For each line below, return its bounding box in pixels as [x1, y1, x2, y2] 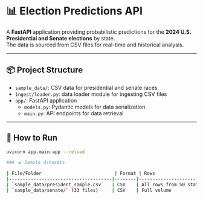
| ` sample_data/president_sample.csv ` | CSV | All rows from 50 [6, 182, 185, 188]
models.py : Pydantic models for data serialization [24, 103, 146, 110]
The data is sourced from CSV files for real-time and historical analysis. [6, 41, 184, 48]
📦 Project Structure [6, 65, 83, 75]
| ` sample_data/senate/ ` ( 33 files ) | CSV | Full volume [6, 187, 172, 193]
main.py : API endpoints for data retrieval [24, 109, 124, 117]
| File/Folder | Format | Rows [6, 171, 155, 177]
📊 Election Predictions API [6, 4, 143, 18]
